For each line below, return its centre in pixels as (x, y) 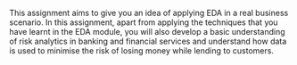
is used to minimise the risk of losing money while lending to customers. (142, 51)
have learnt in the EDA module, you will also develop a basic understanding (147, 32)
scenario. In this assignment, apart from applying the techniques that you (144, 22)
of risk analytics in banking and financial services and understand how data (148, 41)
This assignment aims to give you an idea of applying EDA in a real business (149, 13)
